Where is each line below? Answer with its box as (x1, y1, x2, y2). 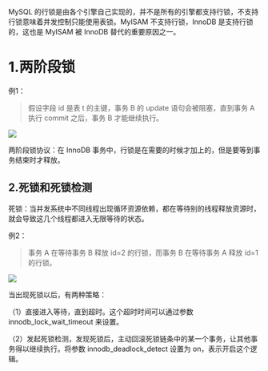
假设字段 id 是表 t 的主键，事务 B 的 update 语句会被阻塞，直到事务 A (27, 103, 255, 112)
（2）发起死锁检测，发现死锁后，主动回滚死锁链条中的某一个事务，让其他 (8, 333, 251, 343)
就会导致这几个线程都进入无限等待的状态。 (8, 213, 149, 223)
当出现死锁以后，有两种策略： (8, 289, 106, 299)
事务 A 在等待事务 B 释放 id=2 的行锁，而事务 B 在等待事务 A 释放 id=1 (27, 248, 258, 257)
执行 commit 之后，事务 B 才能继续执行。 (27, 113, 164, 123)
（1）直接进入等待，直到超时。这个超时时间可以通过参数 (8, 307, 194, 317)
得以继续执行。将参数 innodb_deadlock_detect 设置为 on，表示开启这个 (14, 344, 250, 353)
